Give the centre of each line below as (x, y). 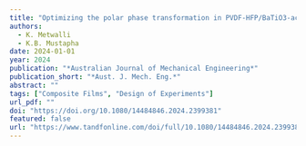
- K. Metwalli (44, 34)
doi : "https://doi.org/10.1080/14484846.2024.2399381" (116, 111)
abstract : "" (34, 85)
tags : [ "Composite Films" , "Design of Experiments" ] (112, 93)
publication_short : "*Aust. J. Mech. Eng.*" (95, 77)
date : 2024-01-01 (42, 52)
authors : (26, 26)
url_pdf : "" (32, 102)
